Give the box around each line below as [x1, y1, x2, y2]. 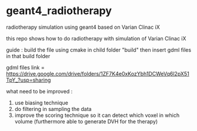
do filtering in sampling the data [14, 105, 92, 112]
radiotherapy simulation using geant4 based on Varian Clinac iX [6, 23, 161, 31]
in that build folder [6, 52, 51, 59]
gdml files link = [6, 63, 45, 71]
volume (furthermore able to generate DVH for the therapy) [14, 117, 158, 125]
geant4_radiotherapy [6, 4, 112, 18]
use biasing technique [14, 99, 69, 106]
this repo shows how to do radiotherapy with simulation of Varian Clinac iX [6, 35, 186, 42]
